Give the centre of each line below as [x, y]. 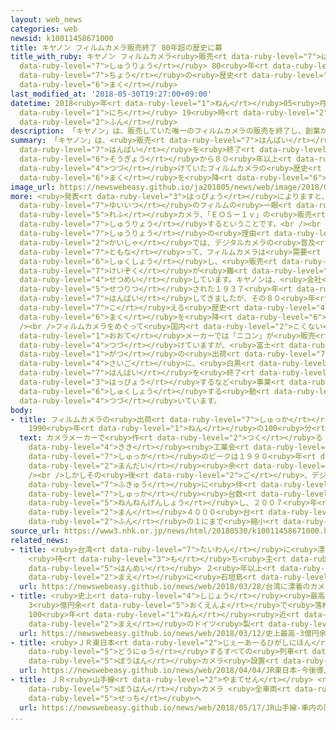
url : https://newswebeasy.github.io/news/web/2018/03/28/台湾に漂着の [165, 587]
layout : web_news [46, 19]
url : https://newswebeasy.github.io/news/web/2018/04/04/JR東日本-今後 [168, 671]
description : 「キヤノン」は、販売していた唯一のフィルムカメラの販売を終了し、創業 [165, 131]
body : [21, 410]
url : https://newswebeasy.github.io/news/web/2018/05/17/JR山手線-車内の [171, 707]
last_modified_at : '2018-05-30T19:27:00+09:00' [111, 94]
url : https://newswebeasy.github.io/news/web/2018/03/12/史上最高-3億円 [169, 633]
